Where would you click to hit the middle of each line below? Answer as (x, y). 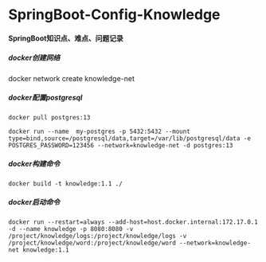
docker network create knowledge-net (72, 78)
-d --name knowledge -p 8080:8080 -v (71, 229)
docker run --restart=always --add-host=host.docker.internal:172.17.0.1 (133, 222)
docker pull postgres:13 (49, 117)
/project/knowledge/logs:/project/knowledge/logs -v (98, 236)
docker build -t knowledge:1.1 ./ (66, 184)
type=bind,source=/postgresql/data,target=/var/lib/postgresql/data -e (129, 138)
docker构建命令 (34, 164)
